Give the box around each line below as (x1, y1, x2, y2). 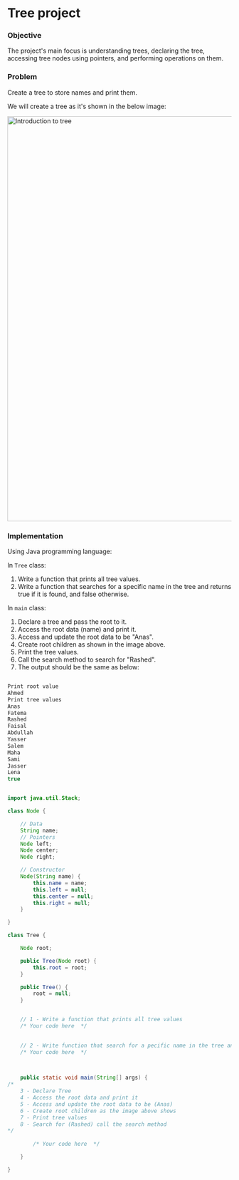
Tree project (7, 5, 81, 21)
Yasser (7, 736, 27, 743)
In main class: (7, 604, 46, 612)
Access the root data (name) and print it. (17, 625, 137, 634)
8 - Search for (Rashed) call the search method (20, 1120, 167, 1128)
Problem (7, 72, 38, 82)
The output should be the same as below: (17, 663, 140, 672)
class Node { (7, 808, 46, 815)
